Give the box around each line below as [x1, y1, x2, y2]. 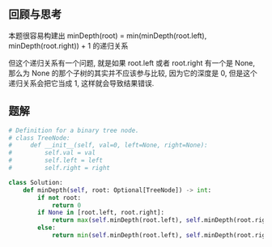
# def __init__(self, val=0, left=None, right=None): [8, 141, 208, 150]
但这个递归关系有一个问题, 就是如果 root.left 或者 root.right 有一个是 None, [8, 57, 256, 67]
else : [37, 224, 57, 232]
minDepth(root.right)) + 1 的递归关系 [8, 40, 129, 50]
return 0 [51, 201, 82, 209]
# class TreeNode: [8, 134, 70, 142]
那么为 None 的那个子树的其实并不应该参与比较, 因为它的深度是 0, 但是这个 [8, 68, 257, 78]
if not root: [37, 194, 82, 202]
